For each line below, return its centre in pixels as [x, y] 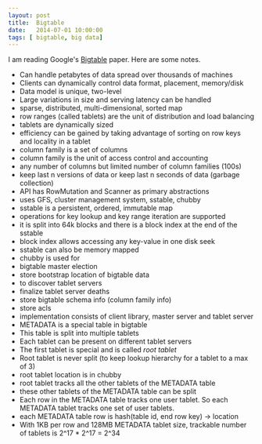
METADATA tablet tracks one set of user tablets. [97, 408]
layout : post [29, 15]
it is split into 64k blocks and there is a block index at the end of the [128, 225]
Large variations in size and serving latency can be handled [115, 100]
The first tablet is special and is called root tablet [98, 350]
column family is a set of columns [74, 150]
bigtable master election [58, 267]
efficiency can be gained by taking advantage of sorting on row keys [130, 133]
